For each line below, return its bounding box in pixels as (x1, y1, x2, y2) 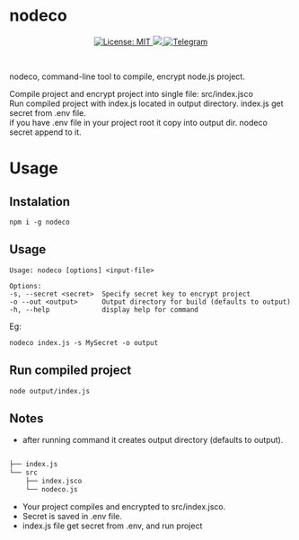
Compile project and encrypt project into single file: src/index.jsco (9, 88, 254, 99)
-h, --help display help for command (9, 305, 199, 314)
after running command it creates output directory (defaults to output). (22, 435, 284, 446)
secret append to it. (9, 127, 82, 137)
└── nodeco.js (25, 485, 78, 494)
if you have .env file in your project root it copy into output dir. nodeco (9, 117, 268, 128)
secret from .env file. (9, 107, 87, 118)
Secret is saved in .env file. (22, 510, 123, 521)
